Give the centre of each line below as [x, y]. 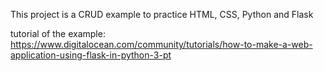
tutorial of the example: [58, 33]
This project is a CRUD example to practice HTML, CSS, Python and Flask [162, 14]
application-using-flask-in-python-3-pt [91, 55]
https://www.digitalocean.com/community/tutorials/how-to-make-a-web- [161, 44]
